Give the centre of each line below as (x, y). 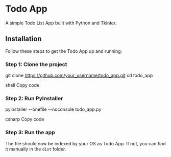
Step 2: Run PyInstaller (34, 98)
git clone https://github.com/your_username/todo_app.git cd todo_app (79, 75)
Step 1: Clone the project (36, 64)
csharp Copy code (25, 119)
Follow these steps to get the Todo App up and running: (64, 51)
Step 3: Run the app (30, 133)
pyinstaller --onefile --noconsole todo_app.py (53, 109)
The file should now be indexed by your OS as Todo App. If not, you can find (86, 143)
